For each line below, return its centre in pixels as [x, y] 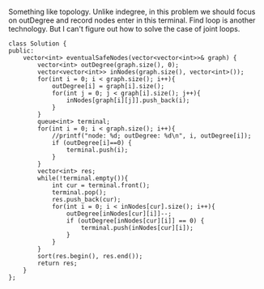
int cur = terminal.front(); [101, 185]
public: [21, 51]
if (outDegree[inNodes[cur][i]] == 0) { [135, 221]
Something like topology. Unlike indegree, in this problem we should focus [132, 12]
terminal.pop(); [79, 193]
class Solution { [38, 44]
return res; [58, 263]
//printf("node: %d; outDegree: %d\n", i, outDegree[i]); [151, 136]
